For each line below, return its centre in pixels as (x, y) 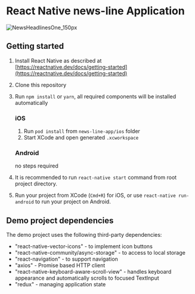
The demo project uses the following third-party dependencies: (84, 235)
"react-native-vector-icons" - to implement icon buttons (84, 246)
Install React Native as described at (58, 60)
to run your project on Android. (73, 202)
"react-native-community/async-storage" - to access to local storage (100, 253)
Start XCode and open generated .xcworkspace (81, 138)
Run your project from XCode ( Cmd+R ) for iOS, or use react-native (95, 196)
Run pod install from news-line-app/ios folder (82, 131)
